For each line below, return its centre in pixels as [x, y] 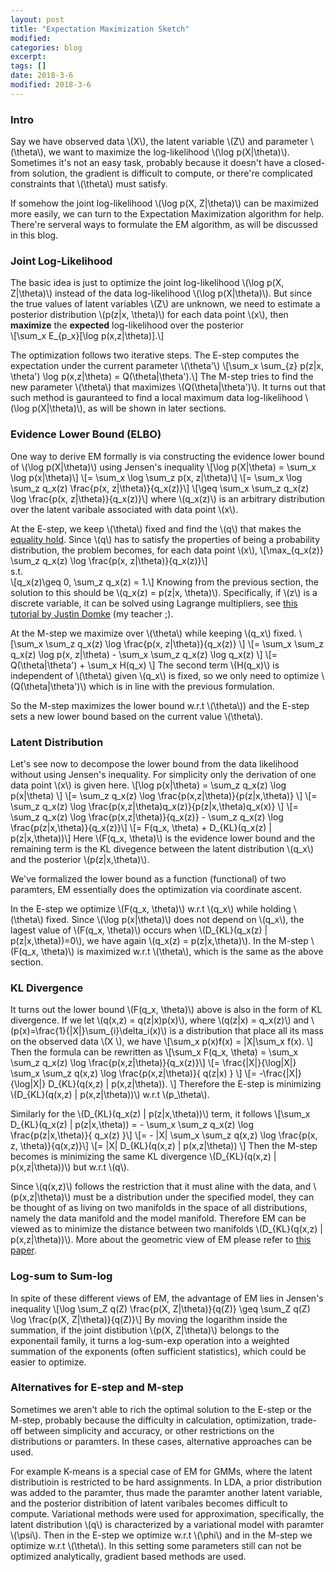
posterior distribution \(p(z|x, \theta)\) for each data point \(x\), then [149, 315]
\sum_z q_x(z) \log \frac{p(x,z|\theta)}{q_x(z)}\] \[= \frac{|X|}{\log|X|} [153, 1063]
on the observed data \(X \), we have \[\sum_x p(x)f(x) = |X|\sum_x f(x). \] [162, 1042]
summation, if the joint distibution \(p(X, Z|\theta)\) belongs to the [145, 1330]
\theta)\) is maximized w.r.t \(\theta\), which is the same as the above [182, 951]
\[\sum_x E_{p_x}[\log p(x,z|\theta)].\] [87, 336]
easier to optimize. [48, 1362]
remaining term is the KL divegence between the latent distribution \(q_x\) [162, 848]
